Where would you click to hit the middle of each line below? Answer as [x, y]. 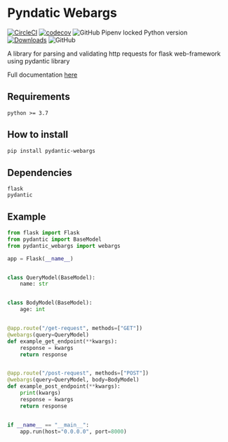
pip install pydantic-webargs [52, 151]
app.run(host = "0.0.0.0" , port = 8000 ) [74, 431]
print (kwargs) [40, 393]
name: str [34, 284]
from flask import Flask [43, 233]
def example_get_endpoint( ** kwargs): [62, 341]
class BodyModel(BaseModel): [50, 303]
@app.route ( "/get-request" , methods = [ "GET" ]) [75, 329]
